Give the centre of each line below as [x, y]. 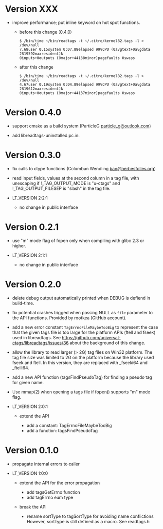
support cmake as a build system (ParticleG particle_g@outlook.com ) [81, 126]
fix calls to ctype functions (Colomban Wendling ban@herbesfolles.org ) [84, 168]
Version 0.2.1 [32, 227]
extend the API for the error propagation [60, 483]
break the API [33, 507]
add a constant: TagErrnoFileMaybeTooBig [69, 425]
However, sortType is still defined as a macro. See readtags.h [88, 521]
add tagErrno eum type [50, 497]
